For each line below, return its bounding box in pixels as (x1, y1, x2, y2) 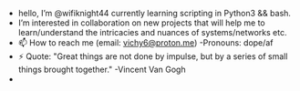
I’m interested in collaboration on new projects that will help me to (17, 17, 266, 28)
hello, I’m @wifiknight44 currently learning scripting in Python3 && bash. (17, 8, 292, 18)
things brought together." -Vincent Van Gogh (17, 64, 186, 75)
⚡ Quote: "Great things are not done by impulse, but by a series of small (17, 51, 288, 62)
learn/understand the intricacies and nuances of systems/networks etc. (17, 27, 287, 37)
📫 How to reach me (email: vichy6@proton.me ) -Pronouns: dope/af (17, 37, 274, 48)
